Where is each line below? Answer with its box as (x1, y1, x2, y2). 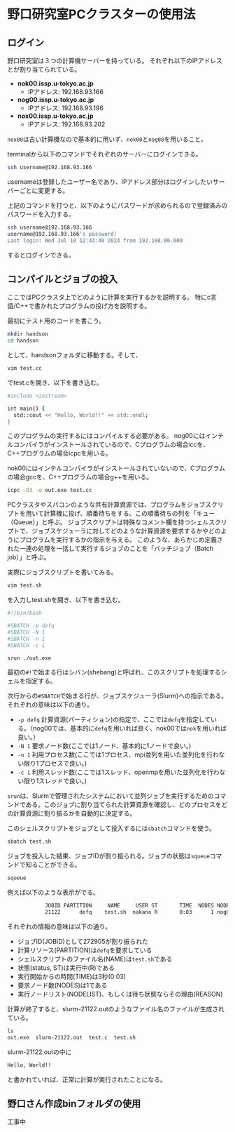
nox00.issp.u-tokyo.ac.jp (17, 112, 94, 120)
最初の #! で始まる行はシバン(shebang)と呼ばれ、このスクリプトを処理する (7, 668, 222, 677)
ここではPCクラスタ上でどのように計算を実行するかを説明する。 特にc (7, 293, 211, 302)
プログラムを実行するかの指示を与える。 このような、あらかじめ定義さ (19, 535, 224, 544)
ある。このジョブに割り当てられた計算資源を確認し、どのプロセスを (25, 801, 222, 809)
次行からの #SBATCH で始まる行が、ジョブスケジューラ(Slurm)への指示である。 (7, 692, 228, 700)
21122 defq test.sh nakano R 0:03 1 (44, 909, 215, 916)
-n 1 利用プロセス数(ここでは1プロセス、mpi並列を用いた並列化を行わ (17, 750, 219, 759)
